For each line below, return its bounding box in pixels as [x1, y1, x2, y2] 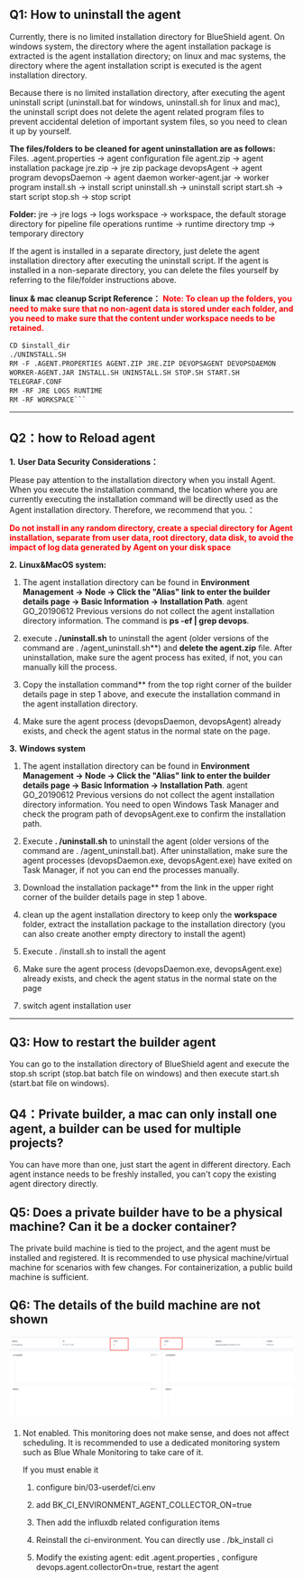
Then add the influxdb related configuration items [35, 1517, 221, 1528]
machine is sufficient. [9, 1272, 89, 1283]
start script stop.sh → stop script [9, 191, 131, 202]
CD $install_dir [9, 341, 70, 350]
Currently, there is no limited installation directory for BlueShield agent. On [9, 31, 286, 42]
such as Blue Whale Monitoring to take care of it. [22, 1446, 204, 1457]
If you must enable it [22, 1464, 99, 1475]
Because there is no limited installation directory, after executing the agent [9, 87, 286, 98]
